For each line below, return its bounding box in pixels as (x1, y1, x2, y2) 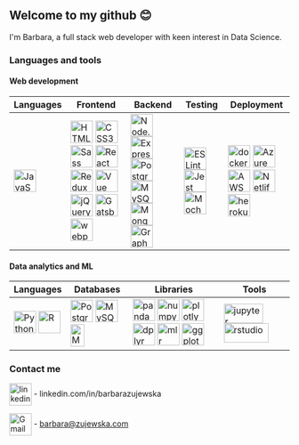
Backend (133, 98, 173, 110)
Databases (74, 283, 121, 295)
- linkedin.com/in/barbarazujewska (33, 388, 162, 400)
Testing (185, 98, 218, 110)
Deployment (230, 98, 283, 110)
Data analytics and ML (9, 261, 93, 271)
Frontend (76, 98, 117, 110)
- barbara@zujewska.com (33, 418, 129, 429)
